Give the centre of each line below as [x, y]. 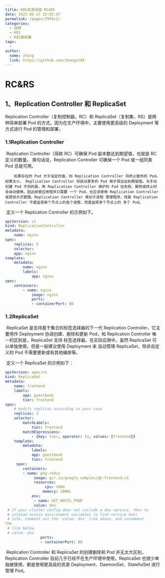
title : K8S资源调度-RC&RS [30, 10]
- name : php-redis [42, 473]
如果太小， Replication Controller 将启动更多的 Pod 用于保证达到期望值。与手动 [81, 181]
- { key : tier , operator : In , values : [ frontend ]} [83, 436]
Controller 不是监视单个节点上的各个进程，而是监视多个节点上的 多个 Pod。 [74, 202]
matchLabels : [36, 423]
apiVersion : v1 [21, 221]
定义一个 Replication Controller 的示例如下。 [51, 212]
